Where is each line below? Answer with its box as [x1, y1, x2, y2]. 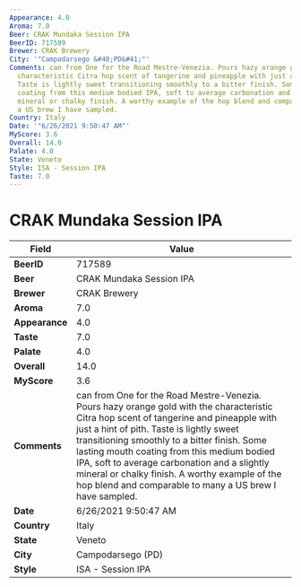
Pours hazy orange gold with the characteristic [75, 400, 273, 413]
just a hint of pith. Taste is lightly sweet [75, 423, 239, 435]
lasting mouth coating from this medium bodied [75, 445, 276, 458]
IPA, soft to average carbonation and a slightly [75, 457, 270, 469]
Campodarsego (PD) [75, 548, 164, 561]
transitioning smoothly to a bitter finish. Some [75, 434, 267, 447]
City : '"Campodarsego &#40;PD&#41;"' [9, 55, 150, 64]
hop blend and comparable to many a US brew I [75, 479, 277, 492]
